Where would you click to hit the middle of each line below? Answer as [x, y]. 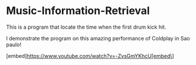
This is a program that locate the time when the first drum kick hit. [86, 27]
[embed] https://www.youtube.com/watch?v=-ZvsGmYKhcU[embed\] [90, 56]
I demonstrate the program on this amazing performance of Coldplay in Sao [98, 38]
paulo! [14, 45]
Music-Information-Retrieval [78, 11]
